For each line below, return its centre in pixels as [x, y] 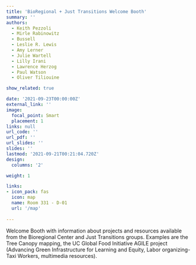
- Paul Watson [29, 72]
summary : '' [21, 17]
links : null [21, 127]
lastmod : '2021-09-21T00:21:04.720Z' [53, 154]
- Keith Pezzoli [31, 28]
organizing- [176, 250]
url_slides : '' [25, 143]
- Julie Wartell [31, 56]
